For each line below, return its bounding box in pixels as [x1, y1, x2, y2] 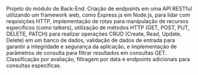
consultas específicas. [6, 62, 61, 69]
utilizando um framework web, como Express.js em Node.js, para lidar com [6, 11, 191, 18]
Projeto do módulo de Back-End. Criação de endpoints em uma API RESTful [6, 5, 192, 12]
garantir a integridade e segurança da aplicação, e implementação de [6, 43, 177, 50]
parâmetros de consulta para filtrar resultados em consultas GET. [6, 49, 167, 56]
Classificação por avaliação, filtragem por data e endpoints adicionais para [6, 56, 190, 62]
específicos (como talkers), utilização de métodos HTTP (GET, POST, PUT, [6, 24, 190, 31]
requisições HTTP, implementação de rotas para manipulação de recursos [6, 18, 189, 24]
